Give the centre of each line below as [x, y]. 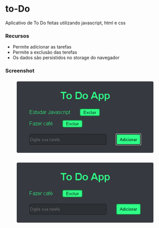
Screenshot [20, 71]
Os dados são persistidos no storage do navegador [66, 58]
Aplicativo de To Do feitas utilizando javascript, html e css [65, 23]
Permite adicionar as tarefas [42, 47]
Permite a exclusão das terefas [45, 52]
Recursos [17, 36]
